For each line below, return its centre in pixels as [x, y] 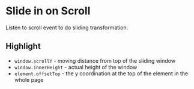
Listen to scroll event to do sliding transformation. [67, 27]
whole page [29, 79]
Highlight [23, 46]
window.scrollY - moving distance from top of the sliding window [95, 60]
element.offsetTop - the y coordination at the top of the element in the [101, 73]
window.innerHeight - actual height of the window [76, 67]
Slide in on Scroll [48, 11]
